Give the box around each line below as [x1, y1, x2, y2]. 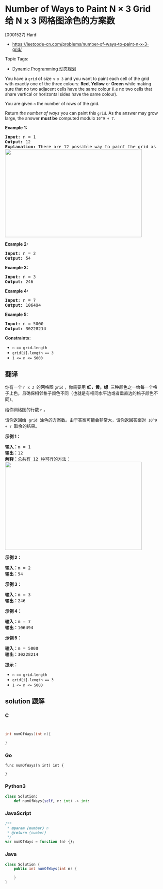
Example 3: [5, 264, 28, 270]
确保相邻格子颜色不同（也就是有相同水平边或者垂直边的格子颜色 [26, 390, 154, 396]
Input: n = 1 [5, 134, 36, 139]
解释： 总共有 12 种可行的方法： [5, 456, 71, 462]
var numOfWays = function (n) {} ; [5, 839, 75, 844]
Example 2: [5, 241, 28, 247]
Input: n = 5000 [5, 321, 44, 326]
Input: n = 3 [5, 274, 36, 279]
